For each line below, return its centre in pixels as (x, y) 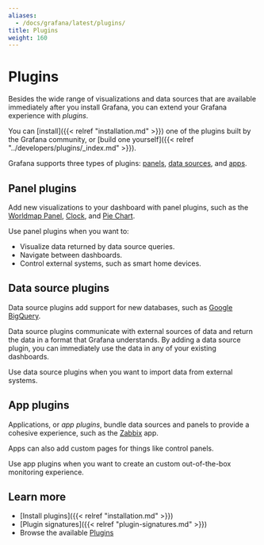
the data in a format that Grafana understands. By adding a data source (124, 340)
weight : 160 (28, 38)
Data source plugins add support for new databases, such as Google (121, 307)
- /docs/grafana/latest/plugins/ (71, 23)
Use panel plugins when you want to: (69, 231)
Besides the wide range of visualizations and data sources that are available (132, 99)
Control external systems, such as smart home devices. (111, 263)
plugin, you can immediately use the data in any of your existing (112, 348)
